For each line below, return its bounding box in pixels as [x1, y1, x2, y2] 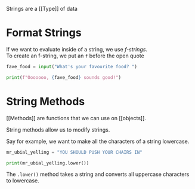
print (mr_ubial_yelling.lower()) [6, 160, 89, 166]
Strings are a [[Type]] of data [6, 5, 78, 12]
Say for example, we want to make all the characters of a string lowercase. [6, 138, 190, 145]
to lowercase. [6, 177, 40, 184]
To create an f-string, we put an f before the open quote [6, 52, 144, 59]
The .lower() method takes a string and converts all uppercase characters [6, 170, 190, 178]
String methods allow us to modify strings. [6, 126, 110, 133]
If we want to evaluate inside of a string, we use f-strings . [6, 45, 148, 53]
